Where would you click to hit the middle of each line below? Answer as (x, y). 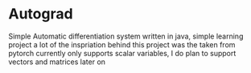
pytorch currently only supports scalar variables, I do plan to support (122, 53)
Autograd (41, 14)
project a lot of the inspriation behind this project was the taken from (122, 44)
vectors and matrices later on (57, 62)
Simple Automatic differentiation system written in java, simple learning (126, 36)
